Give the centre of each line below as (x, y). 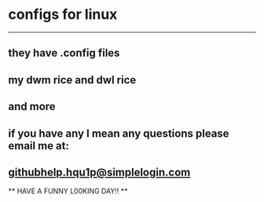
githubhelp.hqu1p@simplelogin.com (99, 172)
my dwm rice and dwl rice (72, 80)
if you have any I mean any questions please (119, 133)
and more (32, 107)
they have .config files (64, 53)
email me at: (38, 146)
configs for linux (63, 15)
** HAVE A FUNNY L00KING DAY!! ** (68, 191)
